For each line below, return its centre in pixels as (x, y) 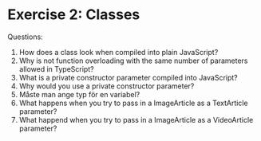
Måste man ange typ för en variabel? (79, 94)
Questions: (25, 37)
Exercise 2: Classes (74, 15)
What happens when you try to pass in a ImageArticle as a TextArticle (133, 103)
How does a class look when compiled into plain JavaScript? (119, 52)
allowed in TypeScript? (56, 69)
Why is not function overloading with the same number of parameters (133, 61)
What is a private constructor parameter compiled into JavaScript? (129, 77)
